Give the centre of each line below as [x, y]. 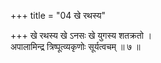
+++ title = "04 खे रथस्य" [58, 15]
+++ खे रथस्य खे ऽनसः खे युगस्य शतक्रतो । [81, 35]
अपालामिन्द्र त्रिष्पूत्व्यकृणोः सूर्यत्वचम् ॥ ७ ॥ [75, 46]
